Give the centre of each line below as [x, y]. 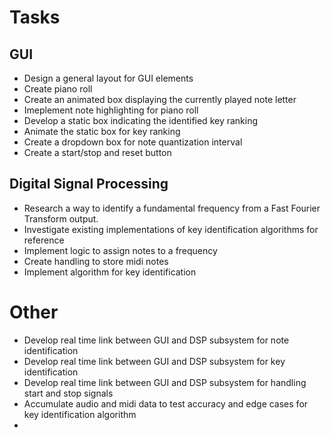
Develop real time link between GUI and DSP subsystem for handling [165, 382]
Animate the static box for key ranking [102, 131]
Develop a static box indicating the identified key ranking [141, 120]
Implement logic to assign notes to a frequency [120, 250]
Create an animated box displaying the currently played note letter [160, 99]
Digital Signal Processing [89, 184]
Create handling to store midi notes [96, 261]
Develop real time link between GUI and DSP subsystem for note [156, 340]
